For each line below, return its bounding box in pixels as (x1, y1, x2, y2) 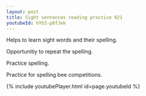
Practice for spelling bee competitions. (6, 71, 103, 79)
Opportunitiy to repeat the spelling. (6, 48, 94, 55)
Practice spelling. (6, 59, 49, 67)
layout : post (6, 8, 39, 15)
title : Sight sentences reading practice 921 (6, 14, 122, 20)
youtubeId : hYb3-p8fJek (6, 20, 66, 26)
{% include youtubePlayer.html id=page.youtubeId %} (6, 83, 141, 90)
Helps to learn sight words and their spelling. (6, 37, 118, 44)
